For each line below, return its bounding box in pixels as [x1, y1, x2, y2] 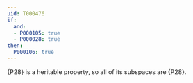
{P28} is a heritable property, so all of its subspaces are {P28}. [7, 67, 187, 76]
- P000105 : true [13, 29, 60, 37]
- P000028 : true [13, 36, 60, 43]
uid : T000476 [7, 10, 45, 17]
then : [7, 42, 23, 49]
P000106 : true [13, 49, 54, 56]
